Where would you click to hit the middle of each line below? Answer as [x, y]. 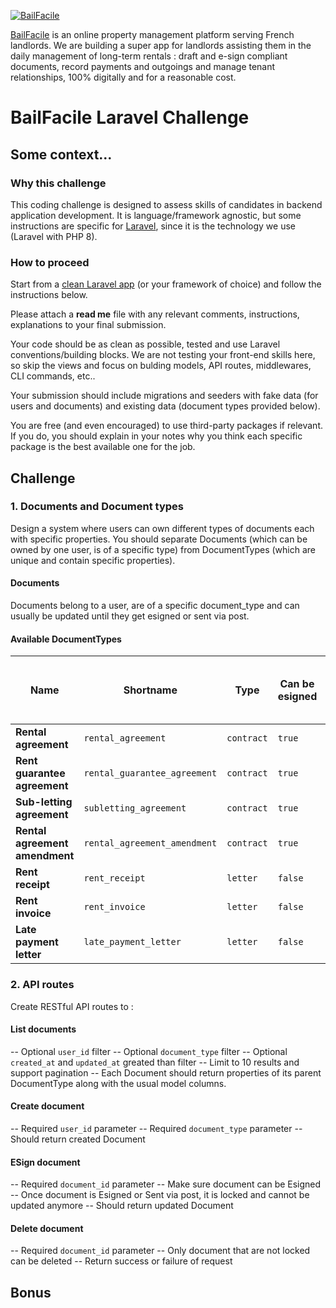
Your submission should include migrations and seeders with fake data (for [164, 396]
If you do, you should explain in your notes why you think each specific [156, 436]
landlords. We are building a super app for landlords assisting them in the [161, 45]
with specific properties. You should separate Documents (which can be [159, 539]
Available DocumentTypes [66, 639]
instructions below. [49, 295]
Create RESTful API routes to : [72, 1006]
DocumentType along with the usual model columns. [118, 1083]
